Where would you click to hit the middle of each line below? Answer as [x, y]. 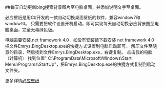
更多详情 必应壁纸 [22, 81]
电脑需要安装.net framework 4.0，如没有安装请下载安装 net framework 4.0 [80, 40]
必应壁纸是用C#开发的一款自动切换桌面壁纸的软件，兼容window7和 [73, 18]
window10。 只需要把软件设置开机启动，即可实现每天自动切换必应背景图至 [80, 24]
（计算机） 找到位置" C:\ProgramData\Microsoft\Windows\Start [68, 58]
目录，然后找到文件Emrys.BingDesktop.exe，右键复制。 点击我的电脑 [83, 52]
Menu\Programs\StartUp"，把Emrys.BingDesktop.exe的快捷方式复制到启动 [80, 64]
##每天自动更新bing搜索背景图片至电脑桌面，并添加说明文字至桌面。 [74, 7]
